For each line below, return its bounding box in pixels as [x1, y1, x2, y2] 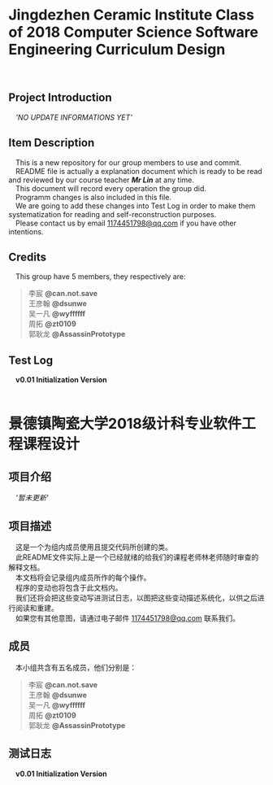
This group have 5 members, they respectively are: [15, 272, 186, 281]
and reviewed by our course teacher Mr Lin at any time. [8, 175, 195, 185]
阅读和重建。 [15, 604, 58, 613]
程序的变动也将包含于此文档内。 [15, 583, 123, 592]
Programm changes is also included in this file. [15, 192, 172, 202]
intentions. [8, 226, 44, 237]
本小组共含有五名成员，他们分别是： [15, 662, 136, 672]
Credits [8, 250, 47, 264]
